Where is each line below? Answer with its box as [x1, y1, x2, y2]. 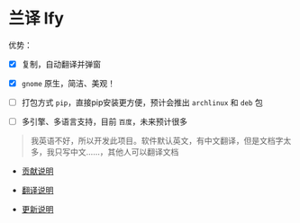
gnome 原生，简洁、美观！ [21, 78, 116, 88]
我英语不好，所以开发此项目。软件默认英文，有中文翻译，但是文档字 [30, 136, 284, 147]
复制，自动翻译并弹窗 [21, 58, 101, 69]
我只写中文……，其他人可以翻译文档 [46, 147, 179, 157]
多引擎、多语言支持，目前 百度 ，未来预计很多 [21, 116, 188, 127]
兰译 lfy [8, 8, 65, 29]
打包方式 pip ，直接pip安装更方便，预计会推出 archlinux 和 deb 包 [21, 97, 263, 108]
